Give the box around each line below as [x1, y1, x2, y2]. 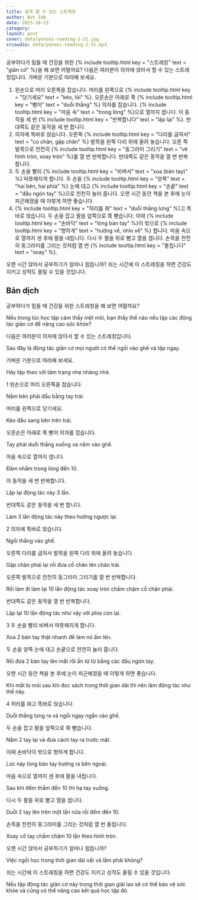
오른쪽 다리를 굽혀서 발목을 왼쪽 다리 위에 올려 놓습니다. [6, 549, 134, 556]
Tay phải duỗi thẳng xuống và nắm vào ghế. [6, 441, 113, 448]
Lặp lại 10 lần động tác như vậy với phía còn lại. [6, 609, 121, 617]
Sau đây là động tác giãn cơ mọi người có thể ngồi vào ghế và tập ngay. [6, 344, 180, 352]
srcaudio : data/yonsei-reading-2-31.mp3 [6, 42, 108, 48]
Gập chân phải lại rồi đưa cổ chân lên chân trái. [6, 561, 121, 568]
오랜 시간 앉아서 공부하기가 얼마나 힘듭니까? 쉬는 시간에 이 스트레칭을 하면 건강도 [6, 260, 192, 267]
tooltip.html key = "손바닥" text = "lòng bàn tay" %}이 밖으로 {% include [14, 219, 187, 226]
